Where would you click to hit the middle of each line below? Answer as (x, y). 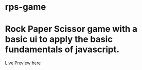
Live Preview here (23, 63)
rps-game (26, 7)
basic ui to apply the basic (59, 39)
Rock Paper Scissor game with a (71, 29)
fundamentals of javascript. (62, 49)
